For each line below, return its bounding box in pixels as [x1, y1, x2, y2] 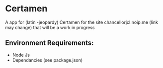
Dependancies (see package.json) [12, 57, 83, 63]
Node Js [12, 52, 30, 58]
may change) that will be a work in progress [5, 24, 95, 30]
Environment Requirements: [5, 39, 94, 47]
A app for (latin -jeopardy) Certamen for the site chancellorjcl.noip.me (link [5, 19, 158, 25]
